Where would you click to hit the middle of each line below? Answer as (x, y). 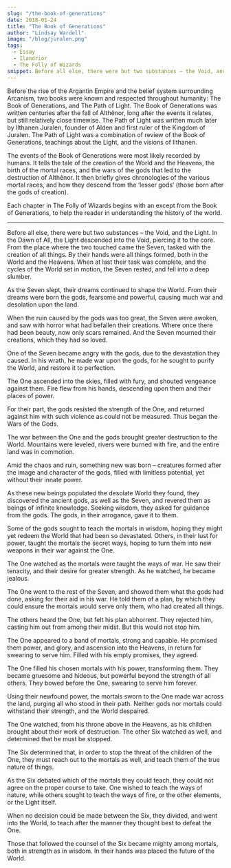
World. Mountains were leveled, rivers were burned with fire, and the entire (113, 444)
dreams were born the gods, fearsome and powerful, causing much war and (115, 297)
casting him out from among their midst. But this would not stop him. (104, 627)
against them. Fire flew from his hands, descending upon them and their (109, 388)
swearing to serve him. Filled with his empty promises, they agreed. (103, 654)
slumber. (20, 276)
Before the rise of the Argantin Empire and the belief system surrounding (110, 91)
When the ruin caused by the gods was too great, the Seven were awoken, (113, 318)
